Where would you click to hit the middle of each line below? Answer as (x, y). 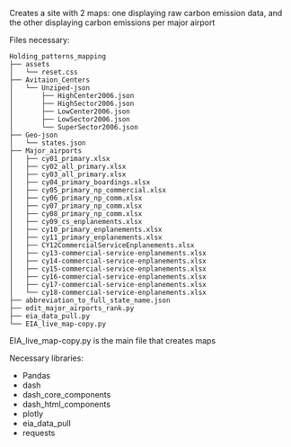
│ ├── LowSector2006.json (70, 120)
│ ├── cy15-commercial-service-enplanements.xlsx (108, 269)
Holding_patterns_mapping (57, 57)
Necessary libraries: (46, 358)
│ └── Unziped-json (50, 88)
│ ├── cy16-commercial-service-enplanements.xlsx (108, 277)
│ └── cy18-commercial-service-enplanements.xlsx (108, 292)
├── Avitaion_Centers (50, 80)
